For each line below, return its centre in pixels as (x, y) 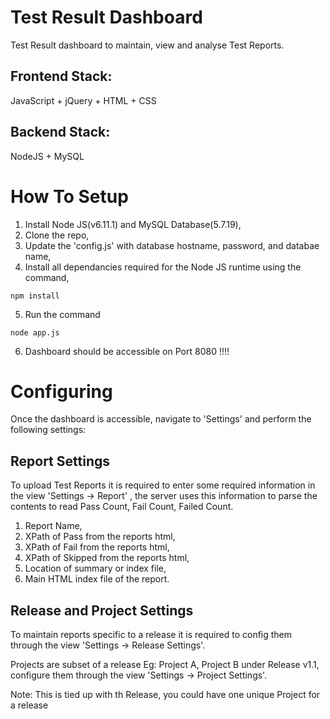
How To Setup (69, 196)
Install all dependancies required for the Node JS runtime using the (163, 267)
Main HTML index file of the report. (97, 579)
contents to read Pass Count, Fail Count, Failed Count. (122, 507)
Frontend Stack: (61, 76)
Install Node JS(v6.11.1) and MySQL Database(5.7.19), (133, 224)
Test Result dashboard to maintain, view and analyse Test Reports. (147, 45)
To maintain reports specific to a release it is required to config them (151, 635)
